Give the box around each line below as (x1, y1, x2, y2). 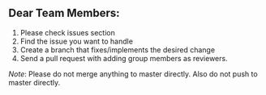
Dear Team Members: (8, 6, 120, 20)
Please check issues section (19, 27, 115, 37)
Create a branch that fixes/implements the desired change (19, 44, 216, 55)
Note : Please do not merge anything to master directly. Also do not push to (8, 68, 258, 79)
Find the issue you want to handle (19, 36, 134, 46)
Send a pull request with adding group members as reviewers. (19, 53, 229, 63)
